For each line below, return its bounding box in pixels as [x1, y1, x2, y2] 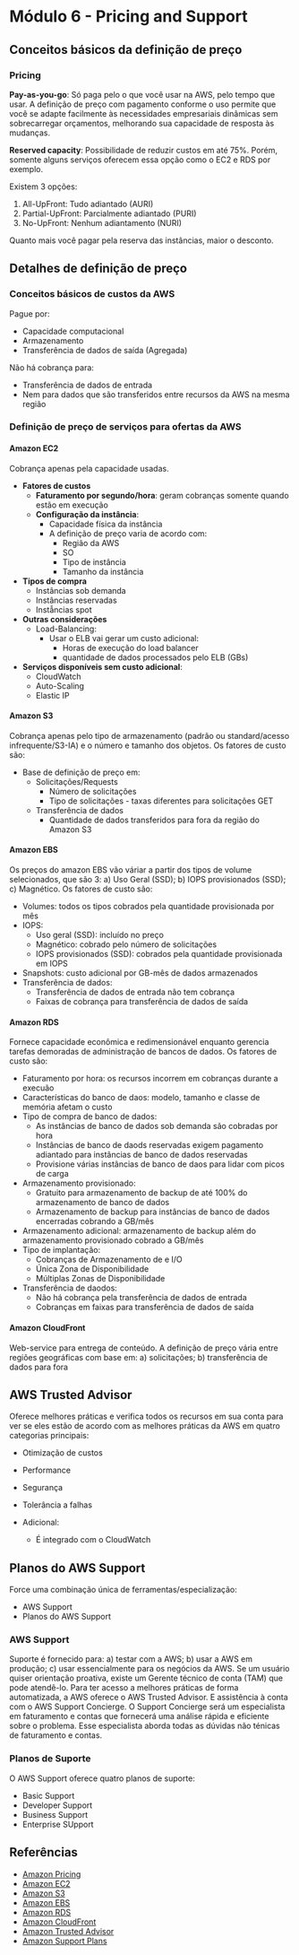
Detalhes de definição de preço [9, 261, 188, 276]
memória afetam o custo [21, 1101, 113, 1113]
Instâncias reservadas [35, 595, 118, 605]
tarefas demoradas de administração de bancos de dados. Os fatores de [9, 1047, 278, 1057]
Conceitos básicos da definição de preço [9, 42, 243, 57]
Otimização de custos [21, 1447, 103, 1458]
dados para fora [9, 1361, 69, 1372]
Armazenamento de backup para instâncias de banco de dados [35, 1206, 270, 1217]
